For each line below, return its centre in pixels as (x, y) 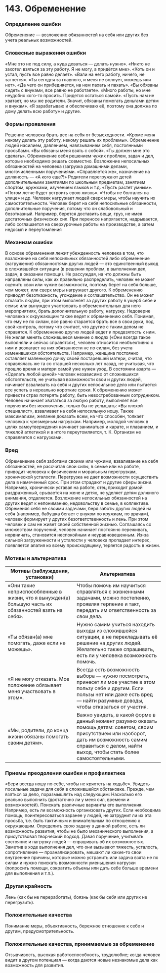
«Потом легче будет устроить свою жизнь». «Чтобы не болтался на (77, 193)
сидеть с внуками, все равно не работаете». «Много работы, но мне (78, 90)
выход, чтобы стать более (108, 752)
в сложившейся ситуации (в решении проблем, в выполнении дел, (76, 269)
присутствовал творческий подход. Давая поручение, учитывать (74, 837)
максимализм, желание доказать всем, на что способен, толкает (75, 416)
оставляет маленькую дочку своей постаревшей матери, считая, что (79, 358)
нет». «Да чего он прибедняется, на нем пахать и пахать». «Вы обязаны (82, 85)
